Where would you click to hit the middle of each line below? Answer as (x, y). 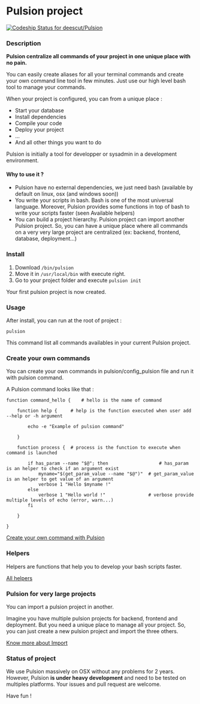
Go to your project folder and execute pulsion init (78, 280)
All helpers (19, 578)
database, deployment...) (46, 239)
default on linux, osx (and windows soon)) (66, 194)
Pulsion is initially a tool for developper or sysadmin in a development (92, 154)
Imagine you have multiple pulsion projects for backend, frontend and (92, 618)
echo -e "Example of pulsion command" (76, 427)
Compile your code (38, 123)
